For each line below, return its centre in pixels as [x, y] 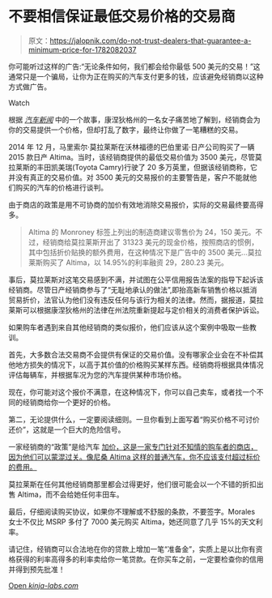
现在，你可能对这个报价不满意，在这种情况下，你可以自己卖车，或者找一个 [132, 392]
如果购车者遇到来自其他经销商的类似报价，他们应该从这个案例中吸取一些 [129, 327]
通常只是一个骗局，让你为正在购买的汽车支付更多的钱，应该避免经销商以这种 [136, 76]
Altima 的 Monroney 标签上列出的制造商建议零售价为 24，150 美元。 [142, 232]
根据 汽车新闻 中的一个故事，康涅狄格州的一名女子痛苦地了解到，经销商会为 [134, 119]
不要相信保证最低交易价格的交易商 [122, 17]
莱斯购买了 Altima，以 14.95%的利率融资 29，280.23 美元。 [128, 262]
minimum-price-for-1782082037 [82, 49]
